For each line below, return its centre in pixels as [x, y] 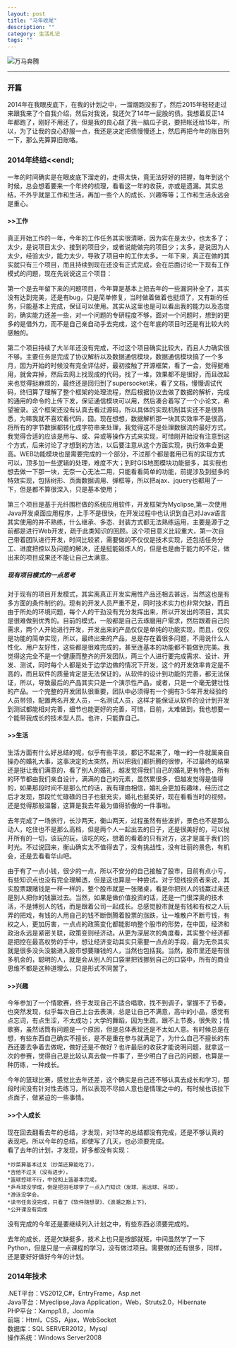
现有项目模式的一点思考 [41, 575]
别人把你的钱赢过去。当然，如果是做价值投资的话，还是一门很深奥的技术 [118, 898]
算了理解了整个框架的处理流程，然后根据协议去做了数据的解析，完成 [130, 392]
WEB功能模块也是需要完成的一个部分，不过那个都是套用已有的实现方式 [122, 454]
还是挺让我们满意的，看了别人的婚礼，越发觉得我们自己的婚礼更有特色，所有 [119, 770]
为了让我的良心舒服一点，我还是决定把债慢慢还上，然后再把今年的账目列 [124, 131]
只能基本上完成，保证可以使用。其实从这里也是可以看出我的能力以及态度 [124, 306]
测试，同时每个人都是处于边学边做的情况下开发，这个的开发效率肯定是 [121, 664]
